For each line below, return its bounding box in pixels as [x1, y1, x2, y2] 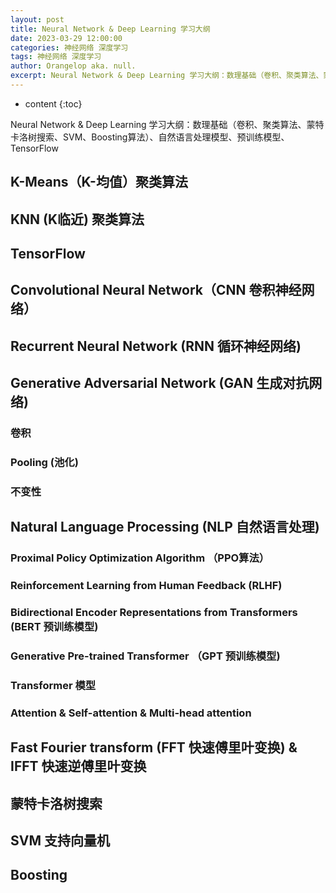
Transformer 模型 [10, 678, 97, 692]
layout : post [10, 14, 65, 25]
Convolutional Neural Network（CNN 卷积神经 [10, 282, 302, 299]
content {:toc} [24, 97, 83, 110]
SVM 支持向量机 [10, 832, 110, 850]
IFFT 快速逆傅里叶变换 [10, 758, 147, 775]
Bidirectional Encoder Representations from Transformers [10, 606, 298, 620]
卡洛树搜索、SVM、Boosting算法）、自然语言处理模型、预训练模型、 [10, 131, 290, 143]
